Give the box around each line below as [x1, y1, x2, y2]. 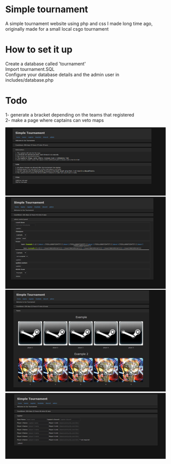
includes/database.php [5, 77, 54, 83]
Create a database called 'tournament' [5, 60, 86, 67]
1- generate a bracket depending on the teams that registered [5, 111, 134, 118]
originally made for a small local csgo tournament [5, 26, 109, 32]
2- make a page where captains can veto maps [5, 117, 104, 123]
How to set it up [5, 44, 73, 56]
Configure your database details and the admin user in [5, 71, 120, 78]
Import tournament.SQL [5, 66, 55, 72]
